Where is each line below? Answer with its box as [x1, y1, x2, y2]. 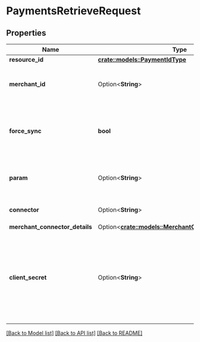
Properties [6, 28, 46, 38]
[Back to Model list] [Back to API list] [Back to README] [6, 330, 143, 337]
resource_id [9, 55, 43, 64]
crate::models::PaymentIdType [98, 55, 186, 64]
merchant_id [9, 80, 46, 88]
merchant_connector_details [9, 223, 92, 231]
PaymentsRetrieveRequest [6, 4, 141, 18]
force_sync [9, 127, 42, 135]
